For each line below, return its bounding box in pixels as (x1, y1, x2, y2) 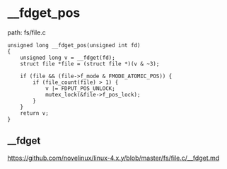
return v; (20, 109, 50, 117)
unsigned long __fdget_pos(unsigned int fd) (7, 42, 141, 49)
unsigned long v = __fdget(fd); (20, 54, 115, 61)
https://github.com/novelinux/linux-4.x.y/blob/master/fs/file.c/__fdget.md (7, 154, 220, 162)
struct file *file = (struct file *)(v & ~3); (20, 60, 160, 68)
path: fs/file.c (7, 28, 46, 37)
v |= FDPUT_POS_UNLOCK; (45, 84, 115, 92)
